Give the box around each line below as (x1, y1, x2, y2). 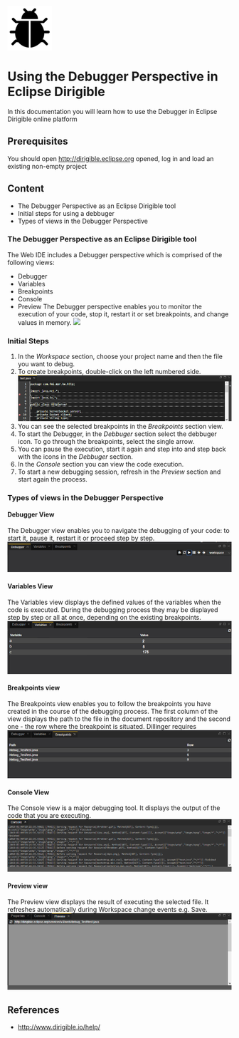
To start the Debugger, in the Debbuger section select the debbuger (17, 430, 217, 438)
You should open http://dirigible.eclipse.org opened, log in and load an (7, 154, 214, 162)
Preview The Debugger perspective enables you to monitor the (17, 302, 203, 311)
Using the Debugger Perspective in (7, 68, 218, 85)
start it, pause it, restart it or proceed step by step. (7, 534, 155, 542)
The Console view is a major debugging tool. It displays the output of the (7, 804, 221, 812)
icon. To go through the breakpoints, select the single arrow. (17, 437, 194, 445)
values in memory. (17, 318, 73, 326)
